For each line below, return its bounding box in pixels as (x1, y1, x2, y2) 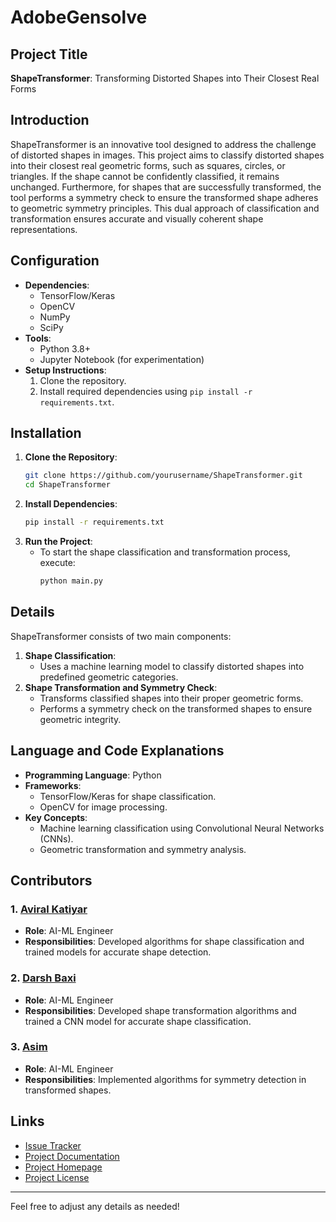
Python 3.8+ (39, 342, 92, 355)
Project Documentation (24, 1150, 120, 1162)
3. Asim (10, 1040, 48, 1054)
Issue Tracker (24, 1139, 82, 1151)
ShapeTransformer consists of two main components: (10, 630, 232, 642)
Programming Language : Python (24, 769, 162, 781)
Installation (10, 425, 82, 442)
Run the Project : (24, 536, 93, 548)
